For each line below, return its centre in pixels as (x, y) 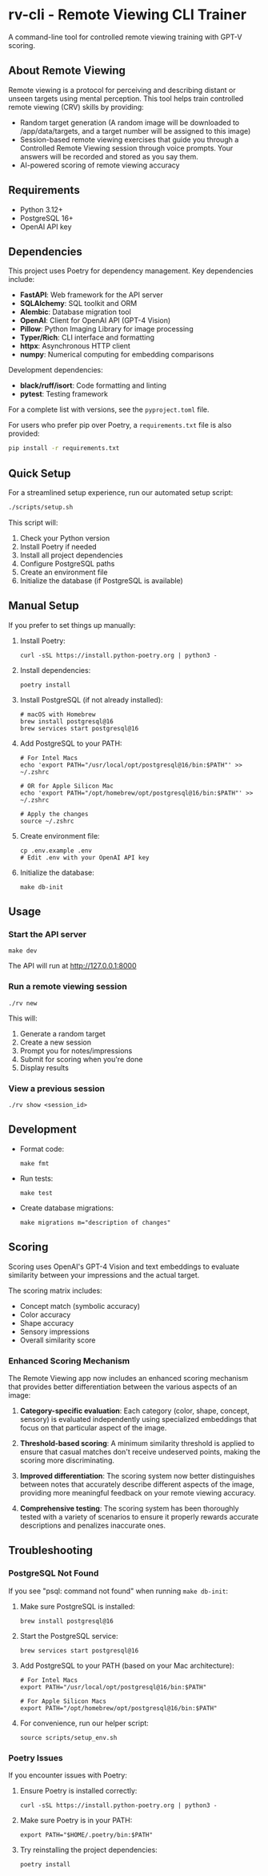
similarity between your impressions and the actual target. (104, 1274)
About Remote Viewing (67, 71)
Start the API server (47, 935)
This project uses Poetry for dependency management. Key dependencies (131, 271)
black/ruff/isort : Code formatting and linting (93, 385)
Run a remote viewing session (68, 987)
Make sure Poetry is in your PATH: (76, 1820)
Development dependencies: (56, 370)
